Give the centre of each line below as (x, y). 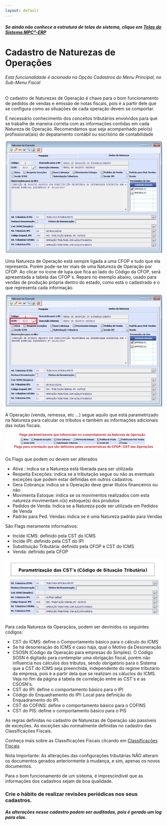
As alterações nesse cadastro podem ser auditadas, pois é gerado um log (83, 812)
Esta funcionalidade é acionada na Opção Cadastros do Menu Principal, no (83, 77)
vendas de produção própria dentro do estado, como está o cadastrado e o (83, 282)
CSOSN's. (23, 684)
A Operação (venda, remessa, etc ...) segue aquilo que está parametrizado (82, 415)
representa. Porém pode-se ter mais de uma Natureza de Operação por (79, 266)
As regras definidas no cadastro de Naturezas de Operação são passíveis (81, 720)
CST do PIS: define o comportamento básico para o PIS (69, 710)
